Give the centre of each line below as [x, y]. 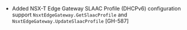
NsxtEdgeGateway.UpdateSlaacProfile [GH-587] [70, 21]
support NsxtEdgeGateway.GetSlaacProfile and [69, 15]
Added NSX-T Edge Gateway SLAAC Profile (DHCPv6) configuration [97, 9]
